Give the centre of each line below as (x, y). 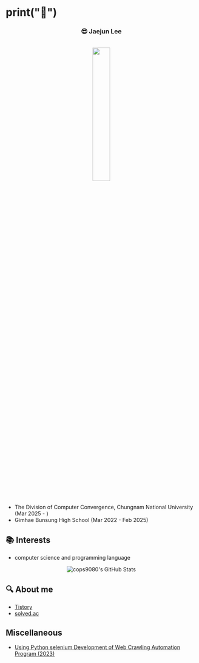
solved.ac (27, 614)
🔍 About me (29, 589)
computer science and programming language (73, 558)
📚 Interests (28, 540)
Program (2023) (35, 653)
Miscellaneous (34, 632)
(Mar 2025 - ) (32, 514)
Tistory (23, 607)
